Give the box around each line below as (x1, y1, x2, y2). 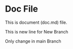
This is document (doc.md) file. (5, 19, 68, 25)
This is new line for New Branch (5, 29, 69, 34)
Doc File (5, 3, 38, 15)
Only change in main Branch (5, 38, 61, 44)
